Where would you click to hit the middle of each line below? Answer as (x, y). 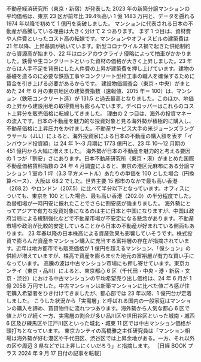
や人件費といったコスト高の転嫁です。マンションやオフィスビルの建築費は (98, 38)
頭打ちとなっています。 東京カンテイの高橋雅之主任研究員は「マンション (96, 330)
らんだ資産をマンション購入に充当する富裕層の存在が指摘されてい (103, 240)
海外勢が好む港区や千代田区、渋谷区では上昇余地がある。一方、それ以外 (106, 338)
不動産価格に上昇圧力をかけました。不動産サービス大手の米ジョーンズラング (100, 128)
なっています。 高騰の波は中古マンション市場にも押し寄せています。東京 (95, 263)
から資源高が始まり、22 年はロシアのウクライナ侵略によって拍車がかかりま (99, 53)
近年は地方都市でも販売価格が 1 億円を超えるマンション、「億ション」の (103, 248)
